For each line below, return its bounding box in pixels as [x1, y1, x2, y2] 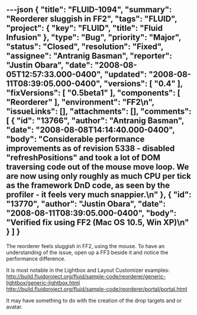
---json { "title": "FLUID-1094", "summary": [6, 5, 172, 15]
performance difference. [6, 255, 66, 262]
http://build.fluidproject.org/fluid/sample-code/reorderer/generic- [6, 272, 166, 280]
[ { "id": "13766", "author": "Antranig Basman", [6, 115, 185, 126]
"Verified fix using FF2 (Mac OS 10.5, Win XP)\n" [6, 217, 189, 227]
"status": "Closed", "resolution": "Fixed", [6, 41, 164, 52]
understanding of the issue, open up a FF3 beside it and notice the [6, 249, 169, 256]
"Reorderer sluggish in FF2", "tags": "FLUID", [6, 14, 177, 24]
